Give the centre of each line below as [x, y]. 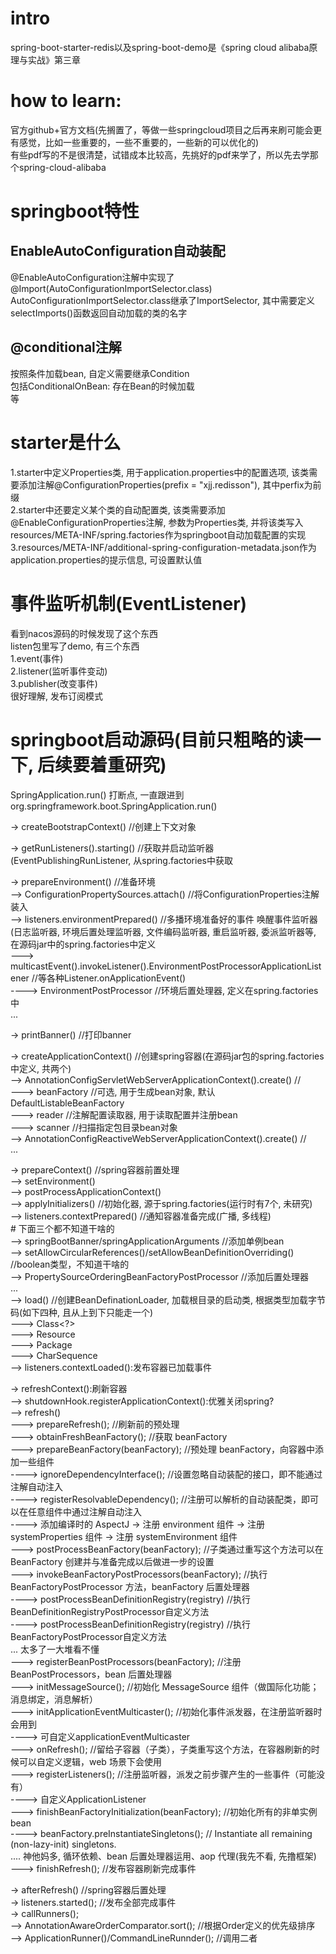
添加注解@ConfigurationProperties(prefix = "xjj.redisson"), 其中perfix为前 [170, 484]
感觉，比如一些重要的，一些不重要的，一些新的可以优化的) [139, 142]
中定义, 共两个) [41, 1068]
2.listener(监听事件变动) [59, 671]
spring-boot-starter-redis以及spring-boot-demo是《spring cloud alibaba [160, 47]
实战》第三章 [54, 59]
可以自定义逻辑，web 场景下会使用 [90, 1761]
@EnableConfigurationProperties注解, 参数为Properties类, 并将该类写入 [157, 522]
